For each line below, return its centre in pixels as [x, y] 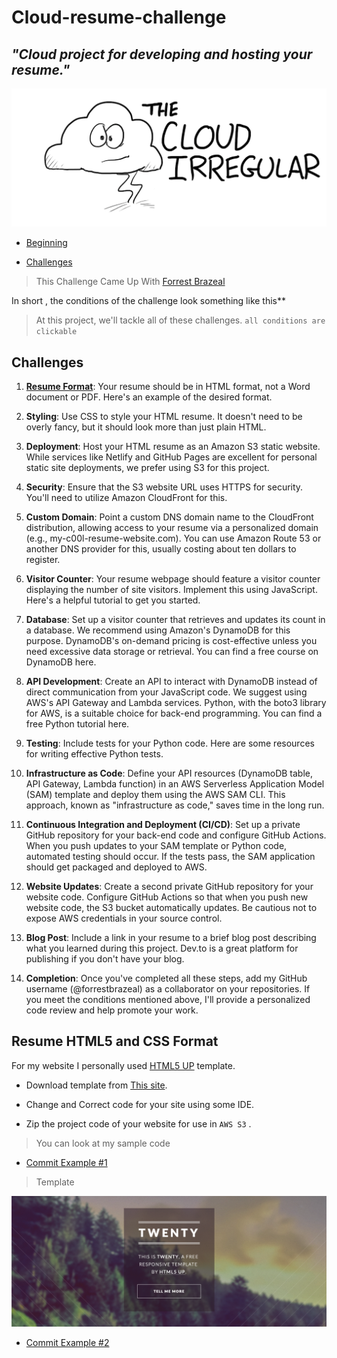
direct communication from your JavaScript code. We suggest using [166, 692]
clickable [56, 332]
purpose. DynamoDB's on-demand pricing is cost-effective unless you [171, 641]
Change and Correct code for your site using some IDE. [140, 1104]
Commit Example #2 [67, 1342]
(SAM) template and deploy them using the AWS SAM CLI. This [155, 795]
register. [43, 560]
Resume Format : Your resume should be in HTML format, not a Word [168, 387]
